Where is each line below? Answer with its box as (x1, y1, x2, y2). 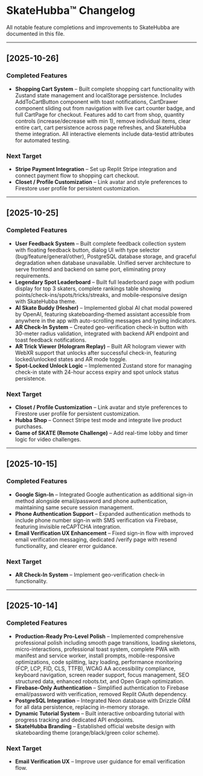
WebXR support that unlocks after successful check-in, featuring (14, 349, 177, 356)
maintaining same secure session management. (14, 503, 134, 511)
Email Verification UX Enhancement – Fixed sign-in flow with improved (14, 529, 194, 536)
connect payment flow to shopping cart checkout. (14, 172, 140, 179)
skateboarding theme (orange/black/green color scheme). (14, 729, 160, 736)
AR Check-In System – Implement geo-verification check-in (14, 571, 165, 578)
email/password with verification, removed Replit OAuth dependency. (14, 690, 188, 697)
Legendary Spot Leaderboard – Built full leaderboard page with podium (14, 278, 195, 285)
